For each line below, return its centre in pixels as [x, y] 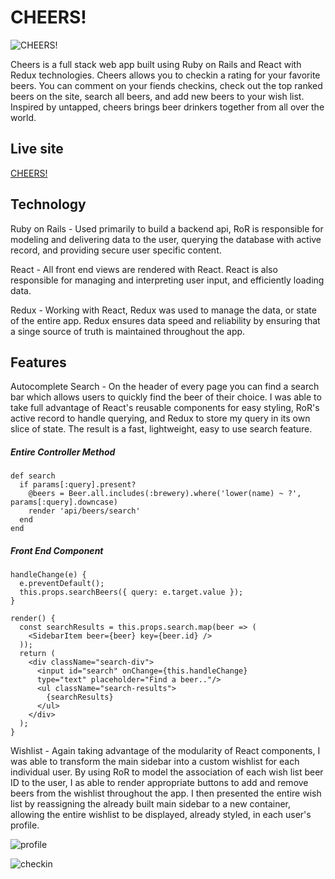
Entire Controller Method [63, 452]
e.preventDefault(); [62, 584]
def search [33, 476]
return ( [37, 654]
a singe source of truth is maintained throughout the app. [128, 331]
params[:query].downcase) [64, 502]
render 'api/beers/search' [84, 511]
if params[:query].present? [78, 485]
